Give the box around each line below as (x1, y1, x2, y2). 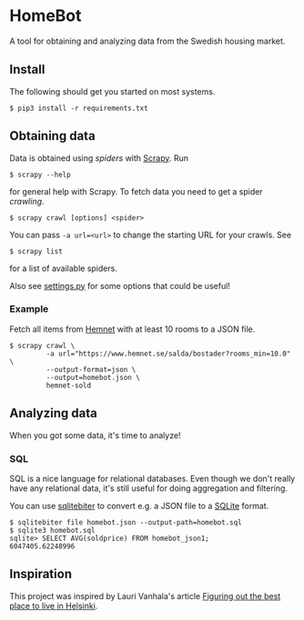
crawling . (9, 195, 45, 206)
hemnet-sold (46, 381, 92, 390)
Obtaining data (9, 128, 96, 144)
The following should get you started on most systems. (9, 85, 216, 96)
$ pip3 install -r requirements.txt (9, 104, 148, 113)
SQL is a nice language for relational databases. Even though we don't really (9, 473, 296, 484)
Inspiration (9, 566, 73, 582)
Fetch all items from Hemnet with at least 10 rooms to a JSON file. (9, 324, 256, 335)
